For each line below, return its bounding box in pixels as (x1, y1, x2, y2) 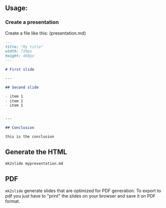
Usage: (5, 4, 28, 12)
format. (5, 198, 20, 205)
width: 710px (5, 49, 32, 54)
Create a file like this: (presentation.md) (5, 30, 86, 36)
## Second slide (5, 85, 39, 90)
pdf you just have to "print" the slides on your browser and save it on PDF (5, 193, 156, 199)
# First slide (5, 67, 35, 72)
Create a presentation (5, 19, 59, 26)
